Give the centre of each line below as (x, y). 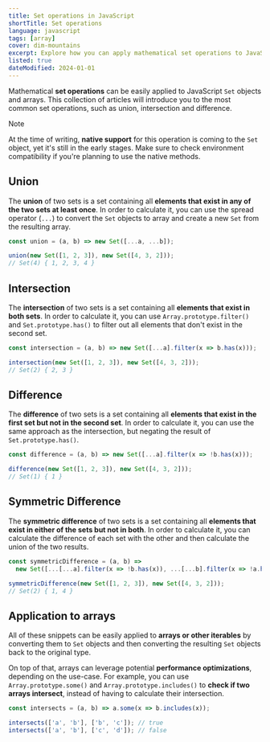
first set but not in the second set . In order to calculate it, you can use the (131, 423)
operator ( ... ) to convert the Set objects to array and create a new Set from (134, 218)
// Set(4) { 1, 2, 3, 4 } (51, 263)
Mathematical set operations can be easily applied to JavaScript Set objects (135, 91)
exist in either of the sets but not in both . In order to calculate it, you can (129, 529)
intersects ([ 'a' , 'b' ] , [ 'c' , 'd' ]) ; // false (88, 730)
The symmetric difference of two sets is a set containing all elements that (132, 521)
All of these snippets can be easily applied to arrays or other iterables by (130, 635)
